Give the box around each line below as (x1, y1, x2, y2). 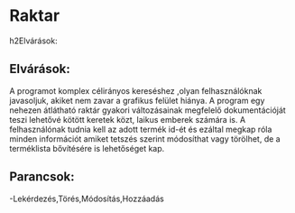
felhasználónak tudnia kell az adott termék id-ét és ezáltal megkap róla (9, 124, 272, 134)
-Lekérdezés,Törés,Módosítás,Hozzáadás (9, 193, 164, 204)
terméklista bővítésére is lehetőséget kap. (9, 143, 165, 153)
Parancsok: (9, 169, 75, 185)
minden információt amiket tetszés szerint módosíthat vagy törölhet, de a (9, 133, 281, 144)
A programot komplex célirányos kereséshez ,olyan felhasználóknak (9, 85, 263, 96)
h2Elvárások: (9, 35, 58, 46)
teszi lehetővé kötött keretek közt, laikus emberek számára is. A (9, 114, 246, 125)
